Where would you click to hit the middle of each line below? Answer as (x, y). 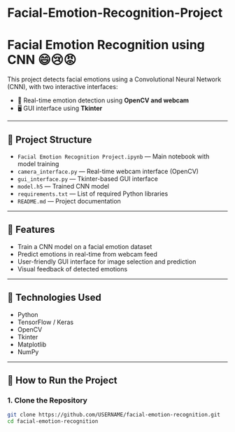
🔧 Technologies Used (54, 298)
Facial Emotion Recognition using (106, 45)
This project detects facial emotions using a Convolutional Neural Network (114, 79)
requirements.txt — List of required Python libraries (93, 194)
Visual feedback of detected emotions (72, 269)
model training (38, 163)
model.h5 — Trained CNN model (63, 186)
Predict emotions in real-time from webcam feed (87, 254)
